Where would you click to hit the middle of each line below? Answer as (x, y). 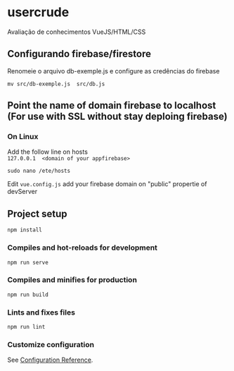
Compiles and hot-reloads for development (83, 248)
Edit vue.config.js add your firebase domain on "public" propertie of (107, 184)
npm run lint (26, 327)
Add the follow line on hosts (47, 152)
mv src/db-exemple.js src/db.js (56, 84)
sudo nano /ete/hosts (39, 171)
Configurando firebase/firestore (79, 54)
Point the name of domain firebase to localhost (112, 105)
